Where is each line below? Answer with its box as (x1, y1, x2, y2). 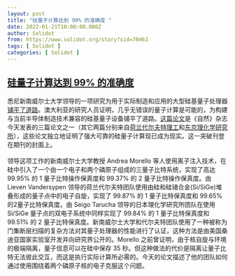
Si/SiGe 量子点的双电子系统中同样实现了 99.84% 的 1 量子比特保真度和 (7, 209, 210, 217)
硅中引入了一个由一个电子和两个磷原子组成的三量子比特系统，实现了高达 (7, 165, 215, 173)
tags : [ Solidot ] (7, 43, 61, 50)
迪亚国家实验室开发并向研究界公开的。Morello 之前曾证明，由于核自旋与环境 (7, 235, 227, 243)
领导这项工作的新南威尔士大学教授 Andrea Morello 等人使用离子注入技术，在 (7, 157, 227, 165)
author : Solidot (7, 29, 55, 37)
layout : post (7, 10, 45, 17)
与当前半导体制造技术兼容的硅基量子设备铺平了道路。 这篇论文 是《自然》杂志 (7, 114, 228, 122)
